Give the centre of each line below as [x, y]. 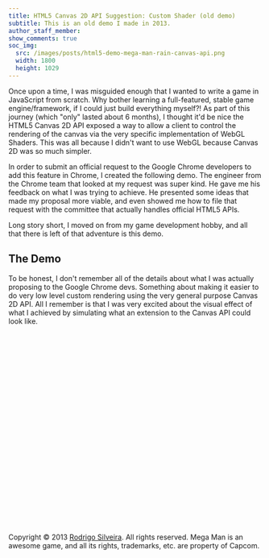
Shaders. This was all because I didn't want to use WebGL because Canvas [133, 143]
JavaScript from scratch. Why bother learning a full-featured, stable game [131, 99]
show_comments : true [43, 38]
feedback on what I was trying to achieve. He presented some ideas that [129, 192]
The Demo [35, 259]
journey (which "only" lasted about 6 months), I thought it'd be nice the [126, 117]
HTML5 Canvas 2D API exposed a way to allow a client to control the [122, 125]
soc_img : [23, 46]
